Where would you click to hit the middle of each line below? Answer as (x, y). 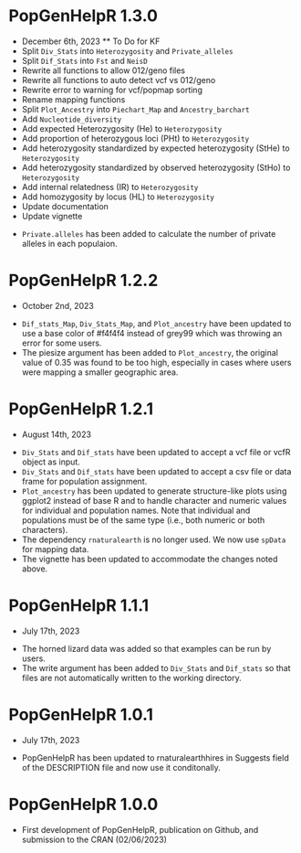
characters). (45, 529)
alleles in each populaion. (69, 243)
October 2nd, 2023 (58, 305)
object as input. (51, 462)
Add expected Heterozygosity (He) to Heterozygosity (122, 128)
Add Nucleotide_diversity (72, 119)
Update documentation (65, 206)
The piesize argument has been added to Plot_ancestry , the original (150, 352)
